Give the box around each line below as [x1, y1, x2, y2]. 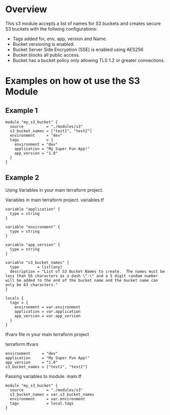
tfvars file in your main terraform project [5, 331, 89, 337]
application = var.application [14, 309, 81, 314]
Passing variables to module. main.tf [5, 373, 81, 379]
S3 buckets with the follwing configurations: [5, 25, 98, 32]
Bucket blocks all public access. [12, 52, 80, 58]
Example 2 [5, 173, 39, 182]
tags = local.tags [10, 401, 74, 406]
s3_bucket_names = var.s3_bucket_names [10, 392, 95, 397]
